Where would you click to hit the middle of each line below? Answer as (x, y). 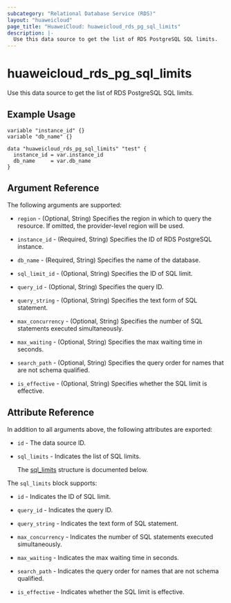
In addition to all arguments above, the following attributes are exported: (110, 429)
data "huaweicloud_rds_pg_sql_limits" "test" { (77, 149)
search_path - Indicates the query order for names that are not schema (118, 571)
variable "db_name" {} (40, 137)
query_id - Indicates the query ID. (65, 509)
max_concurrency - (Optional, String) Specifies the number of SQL (110, 321)
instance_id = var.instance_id (58, 155)
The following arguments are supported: (65, 204)
